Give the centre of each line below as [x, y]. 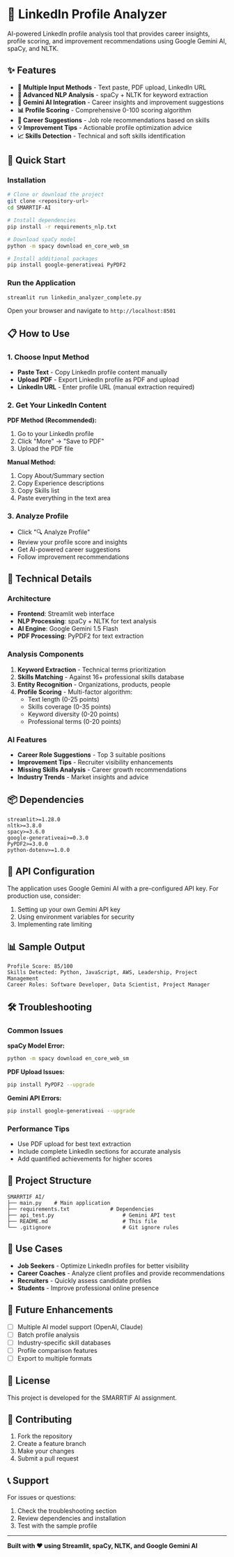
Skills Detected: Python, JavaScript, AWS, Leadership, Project [102, 973]
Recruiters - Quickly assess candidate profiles [84, 1280]
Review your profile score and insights [72, 542]
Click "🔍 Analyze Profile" [54, 532]
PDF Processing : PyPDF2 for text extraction [80, 636]
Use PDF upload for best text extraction [74, 1144]
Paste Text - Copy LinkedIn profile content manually [92, 372]
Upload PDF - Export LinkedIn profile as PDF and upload [98, 379]
